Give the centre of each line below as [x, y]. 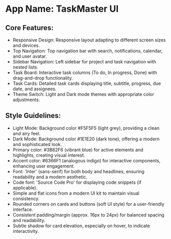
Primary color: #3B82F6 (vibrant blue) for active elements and [78, 150]
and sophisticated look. [37, 144]
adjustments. [26, 100]
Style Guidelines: [33, 116]
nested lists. [25, 67]
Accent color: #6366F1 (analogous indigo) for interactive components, [87, 160]
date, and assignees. [35, 89]
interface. [23, 209]
